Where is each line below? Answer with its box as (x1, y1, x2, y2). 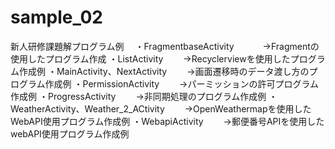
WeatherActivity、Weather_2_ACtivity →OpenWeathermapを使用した (10, 102, 312, 115)
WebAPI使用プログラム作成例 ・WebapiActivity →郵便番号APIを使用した (10, 115, 325, 127)
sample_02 (10, 6, 103, 29)
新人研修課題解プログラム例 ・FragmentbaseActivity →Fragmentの (10, 40, 320, 52)
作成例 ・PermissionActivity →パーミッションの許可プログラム (44, 77, 320, 90)
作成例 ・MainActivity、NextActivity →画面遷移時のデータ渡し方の (18, 65, 310, 77)
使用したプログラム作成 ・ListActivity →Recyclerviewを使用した (10, 52, 291, 65)
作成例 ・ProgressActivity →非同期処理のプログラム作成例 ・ (10, 90, 278, 102)
